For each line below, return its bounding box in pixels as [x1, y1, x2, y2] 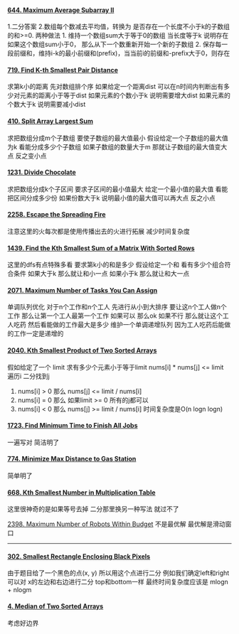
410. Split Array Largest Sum [7, 117, 94, 125]
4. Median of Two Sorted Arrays [7, 602, 104, 611]
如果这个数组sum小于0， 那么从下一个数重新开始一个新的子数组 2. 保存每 [7, 40, 222, 49]
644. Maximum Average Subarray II [7, 6, 115, 14]
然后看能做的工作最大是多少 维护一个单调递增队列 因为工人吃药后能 [27, 321, 225, 329]
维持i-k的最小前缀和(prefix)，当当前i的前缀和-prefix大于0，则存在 [38, 49, 230, 58]
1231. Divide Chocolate [7, 168, 76, 177]
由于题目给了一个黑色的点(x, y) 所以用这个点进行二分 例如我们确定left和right [7, 569, 230, 577]
